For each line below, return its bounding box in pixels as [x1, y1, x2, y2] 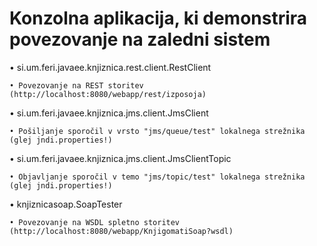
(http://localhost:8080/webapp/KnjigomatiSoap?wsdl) [9, 226, 234, 236]
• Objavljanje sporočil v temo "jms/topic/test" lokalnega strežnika [9, 172, 306, 182]
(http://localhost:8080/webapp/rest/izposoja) [9, 89, 207, 99]
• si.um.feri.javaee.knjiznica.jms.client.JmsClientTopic [9, 152, 232, 164]
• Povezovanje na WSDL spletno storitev [9, 217, 181, 227]
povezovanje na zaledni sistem [9, 28, 271, 51]
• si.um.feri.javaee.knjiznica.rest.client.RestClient [9, 61, 212, 73]
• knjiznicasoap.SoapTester [9, 198, 123, 210]
